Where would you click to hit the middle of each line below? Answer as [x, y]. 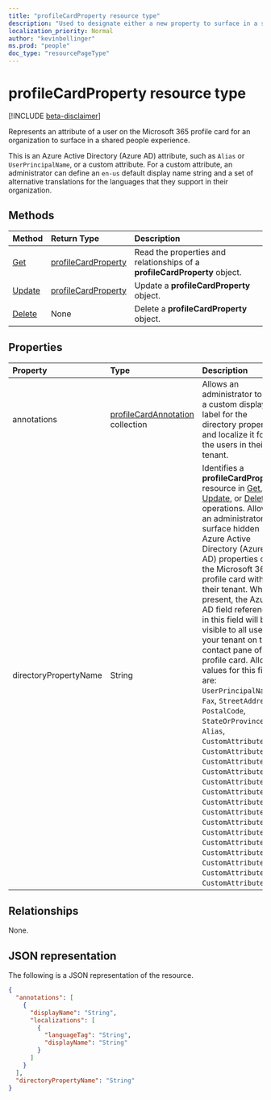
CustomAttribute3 [235, 762]
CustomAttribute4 [235, 772]
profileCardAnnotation [152, 414]
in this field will [230, 620]
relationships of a [167, 262]
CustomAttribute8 [235, 812]
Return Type [75, 238]
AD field [217, 609]
